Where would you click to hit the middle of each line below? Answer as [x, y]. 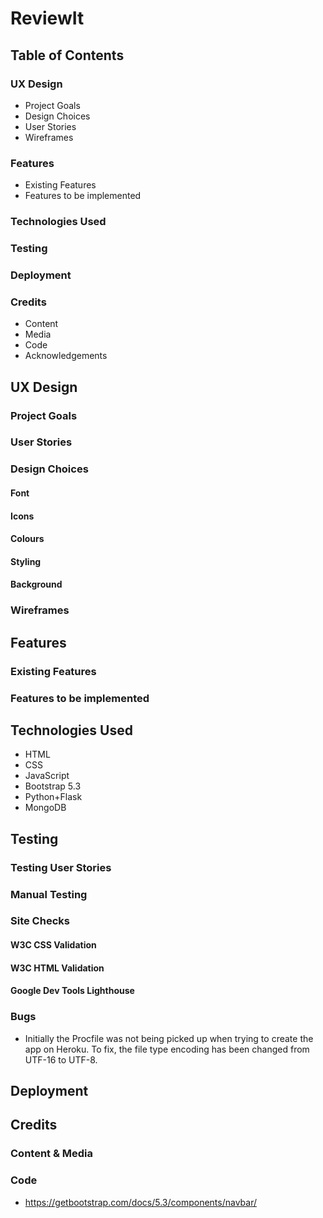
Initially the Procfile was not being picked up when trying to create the [169, 1038]
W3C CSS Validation [53, 945]
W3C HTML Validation [57, 968]
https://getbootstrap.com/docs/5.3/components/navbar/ [141, 1202]
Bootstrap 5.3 [53, 786]
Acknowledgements [66, 356]
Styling [26, 561]
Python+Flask [53, 797]
